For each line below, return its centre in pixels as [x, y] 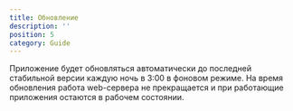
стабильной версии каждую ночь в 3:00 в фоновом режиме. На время [146, 79]
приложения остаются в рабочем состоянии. [97, 97]
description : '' [40, 26]
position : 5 [32, 34]
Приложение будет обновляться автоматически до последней [131, 69]
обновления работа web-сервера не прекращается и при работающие [146, 88]
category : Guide [40, 43]
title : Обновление [44, 18]
